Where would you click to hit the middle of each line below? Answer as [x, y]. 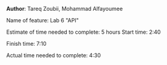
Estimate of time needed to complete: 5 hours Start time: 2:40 [83, 32]
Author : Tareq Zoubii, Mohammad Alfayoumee [65, 9]
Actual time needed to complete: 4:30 [54, 55]
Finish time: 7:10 [26, 44]
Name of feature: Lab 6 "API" [43, 20]
